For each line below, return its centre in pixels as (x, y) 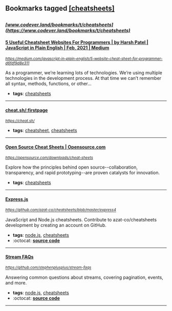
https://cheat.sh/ (20, 121)
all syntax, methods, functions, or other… (49, 84)
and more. (16, 283)
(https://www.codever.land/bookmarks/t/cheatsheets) (68, 30)
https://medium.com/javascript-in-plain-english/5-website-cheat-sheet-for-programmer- (84, 58)
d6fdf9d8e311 (17, 63)
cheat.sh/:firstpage (27, 110)
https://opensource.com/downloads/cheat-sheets (49, 158)
